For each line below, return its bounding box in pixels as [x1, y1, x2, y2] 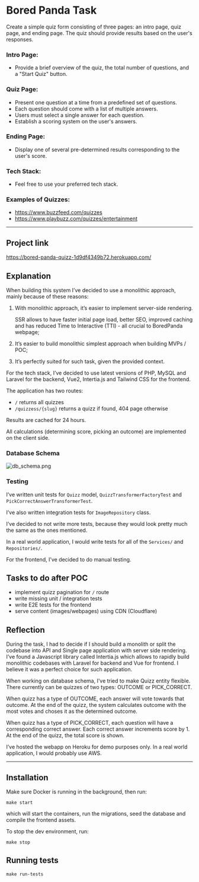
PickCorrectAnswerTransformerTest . [6, 497, 93, 505]
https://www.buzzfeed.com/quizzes [14, 209, 102, 216]
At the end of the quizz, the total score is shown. [6, 732, 124, 739]
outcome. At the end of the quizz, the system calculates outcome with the [6, 702, 187, 709]
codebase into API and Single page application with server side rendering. [6, 647, 187, 654]
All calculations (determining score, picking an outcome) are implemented [6, 428, 187, 435]
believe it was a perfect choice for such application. [6, 666, 132, 673]
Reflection [6, 624, 46, 635]
